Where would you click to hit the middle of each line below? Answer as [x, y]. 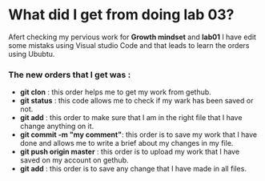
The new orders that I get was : [70, 74]
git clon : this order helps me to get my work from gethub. [116, 92]
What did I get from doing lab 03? [121, 15]
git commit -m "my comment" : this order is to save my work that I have [139, 135]
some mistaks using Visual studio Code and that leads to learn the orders [129, 45]
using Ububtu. [32, 54]
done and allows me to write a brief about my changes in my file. [126, 143]
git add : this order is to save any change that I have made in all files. [133, 169]
